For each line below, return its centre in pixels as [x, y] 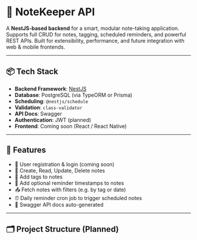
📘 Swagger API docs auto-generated [59, 204]
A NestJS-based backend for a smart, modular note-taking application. [93, 28]
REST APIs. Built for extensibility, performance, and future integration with [95, 40]
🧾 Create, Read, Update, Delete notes [60, 170]
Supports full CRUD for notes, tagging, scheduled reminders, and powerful [96, 34]
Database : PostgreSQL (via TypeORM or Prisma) [74, 95]
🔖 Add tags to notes [38, 177]
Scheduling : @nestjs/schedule [51, 101]
